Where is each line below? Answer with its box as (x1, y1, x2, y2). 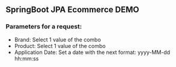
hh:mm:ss (14, 55, 39, 62)
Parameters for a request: (5, 23, 82, 31)
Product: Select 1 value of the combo (14, 42, 106, 49)
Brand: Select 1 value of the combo (14, 36, 102, 43)
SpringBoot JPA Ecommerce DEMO (5, 5, 139, 15)
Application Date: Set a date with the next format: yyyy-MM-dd (14, 49, 171, 56)
